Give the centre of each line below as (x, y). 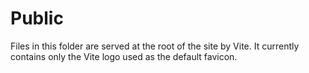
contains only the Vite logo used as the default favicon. (124, 56)
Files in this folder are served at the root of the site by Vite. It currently (155, 46)
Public (37, 18)
